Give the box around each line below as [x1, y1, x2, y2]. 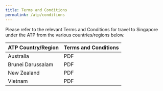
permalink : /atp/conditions [5, 12, 65, 17]
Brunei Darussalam [8, 61, 54, 68]
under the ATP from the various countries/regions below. [5, 32, 125, 38]
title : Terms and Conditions [5, 7, 67, 13]
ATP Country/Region [8, 44, 59, 51]
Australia [8, 52, 29, 59]
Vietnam [8, 77, 28, 84]
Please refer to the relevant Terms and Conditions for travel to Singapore [5, 26, 158, 32]
